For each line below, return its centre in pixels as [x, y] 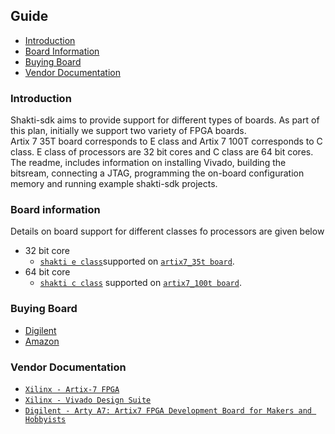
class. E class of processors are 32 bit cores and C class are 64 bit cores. [162, 152]
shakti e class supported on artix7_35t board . [137, 261]
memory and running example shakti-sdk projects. [114, 184]
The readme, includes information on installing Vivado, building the [148, 163]
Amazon [42, 341]
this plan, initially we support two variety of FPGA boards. [128, 131]
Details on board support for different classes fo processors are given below [167, 231]
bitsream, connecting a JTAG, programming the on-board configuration [157, 173]
